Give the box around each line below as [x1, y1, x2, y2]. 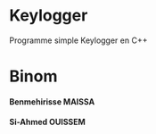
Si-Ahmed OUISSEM [9, 117, 86, 128]
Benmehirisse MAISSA [9, 96, 95, 107]
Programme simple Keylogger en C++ [9, 35, 148, 46]
